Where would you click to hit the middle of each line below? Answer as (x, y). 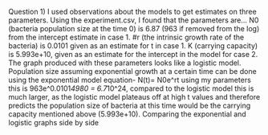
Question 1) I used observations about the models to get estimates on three (132, 12)
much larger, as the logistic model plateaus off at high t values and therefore (134, 97)
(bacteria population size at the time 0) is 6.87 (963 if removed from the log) (134, 29)
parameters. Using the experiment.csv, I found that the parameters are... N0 (134, 20)
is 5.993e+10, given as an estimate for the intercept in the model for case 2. (133, 54)
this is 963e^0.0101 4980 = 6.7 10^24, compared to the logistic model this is (131, 88)
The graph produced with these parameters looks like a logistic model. (125, 63)
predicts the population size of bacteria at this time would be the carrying (130, 105)
